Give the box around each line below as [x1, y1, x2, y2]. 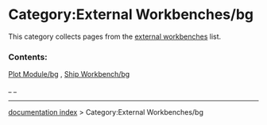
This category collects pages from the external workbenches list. [8, 32, 222, 41]
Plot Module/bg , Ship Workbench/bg [8, 70, 130, 79]
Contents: [8, 51, 48, 62]
